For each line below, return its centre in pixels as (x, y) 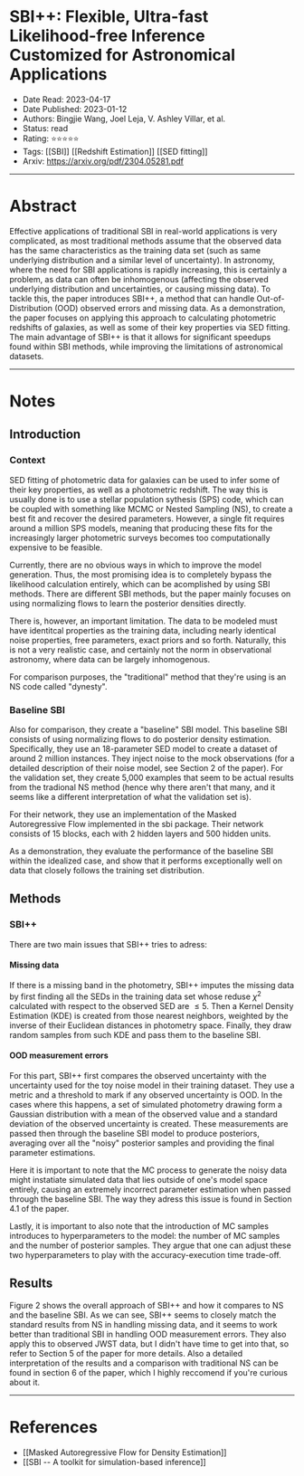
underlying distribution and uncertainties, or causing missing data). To (140, 289)
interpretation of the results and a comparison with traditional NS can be (144, 1363)
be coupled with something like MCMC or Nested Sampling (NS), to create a (151, 509)
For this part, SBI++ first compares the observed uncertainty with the (138, 1075)
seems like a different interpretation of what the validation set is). (130, 797)
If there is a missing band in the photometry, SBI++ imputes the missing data (152, 985)
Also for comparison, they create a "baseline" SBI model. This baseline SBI (148, 729)
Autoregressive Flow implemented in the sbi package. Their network (137, 824)
